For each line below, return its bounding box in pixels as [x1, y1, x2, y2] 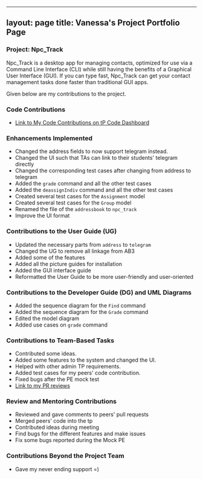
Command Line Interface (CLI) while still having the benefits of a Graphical [6, 65, 192, 73]
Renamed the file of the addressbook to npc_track [14, 206, 137, 213]
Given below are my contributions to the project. [6, 90, 127, 97]
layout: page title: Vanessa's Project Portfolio [6, 18, 180, 28]
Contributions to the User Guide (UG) [6, 227, 117, 236]
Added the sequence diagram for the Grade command [14, 308, 149, 315]
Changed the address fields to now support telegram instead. [14, 148, 168, 155]
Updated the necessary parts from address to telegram [14, 241, 151, 248]
